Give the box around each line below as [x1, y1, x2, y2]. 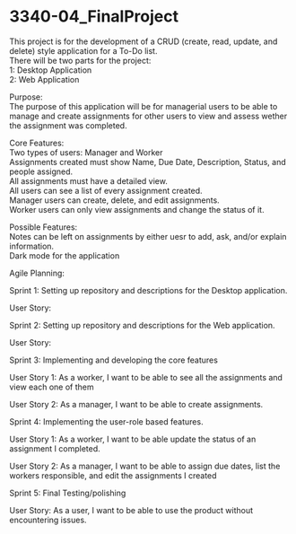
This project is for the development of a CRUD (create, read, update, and [9, 36, 278, 47]
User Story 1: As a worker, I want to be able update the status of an [9, 433, 257, 444]
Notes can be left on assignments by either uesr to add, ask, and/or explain [9, 231, 287, 241]
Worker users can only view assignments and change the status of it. [9, 204, 265, 214]
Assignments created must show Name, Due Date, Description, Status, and [9, 156, 286, 167]
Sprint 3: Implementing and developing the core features [9, 355, 218, 365]
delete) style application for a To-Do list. [9, 45, 158, 56]
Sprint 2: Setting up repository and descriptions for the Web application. [9, 320, 275, 330]
